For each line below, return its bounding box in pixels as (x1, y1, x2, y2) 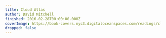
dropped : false (5, 26, 37, 31)
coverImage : (5, 21, 30, 26)
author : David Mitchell (5, 12, 54, 17)
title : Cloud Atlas (5, 7, 45, 12)
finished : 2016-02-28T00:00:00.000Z (5, 16, 81, 21)
